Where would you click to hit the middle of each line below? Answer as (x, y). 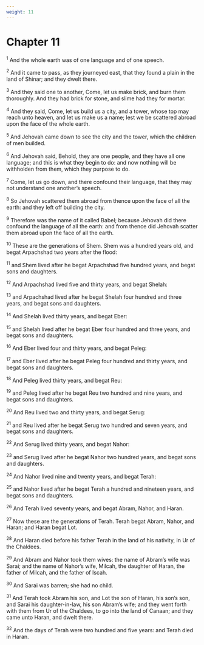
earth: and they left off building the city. (56, 207)
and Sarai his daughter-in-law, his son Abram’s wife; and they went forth (97, 604)
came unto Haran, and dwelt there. (50, 617)
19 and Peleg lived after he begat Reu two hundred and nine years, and (94, 392)
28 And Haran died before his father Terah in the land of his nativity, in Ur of (101, 540)
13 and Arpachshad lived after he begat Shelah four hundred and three (94, 296)
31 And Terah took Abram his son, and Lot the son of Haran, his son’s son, (98, 597)
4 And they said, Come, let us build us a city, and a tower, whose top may (98, 111)
